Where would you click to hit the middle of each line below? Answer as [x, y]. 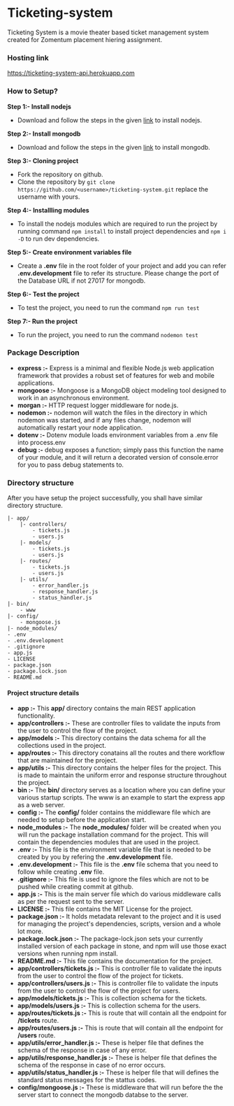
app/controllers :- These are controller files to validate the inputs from [119, 723]
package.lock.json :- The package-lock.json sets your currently [110, 939]
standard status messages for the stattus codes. [87, 1080]
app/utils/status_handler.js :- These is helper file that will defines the [118, 1072]
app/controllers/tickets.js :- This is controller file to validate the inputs [119, 969]
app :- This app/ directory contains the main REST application [107, 709]
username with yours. [49, 197]
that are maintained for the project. [67, 760]
